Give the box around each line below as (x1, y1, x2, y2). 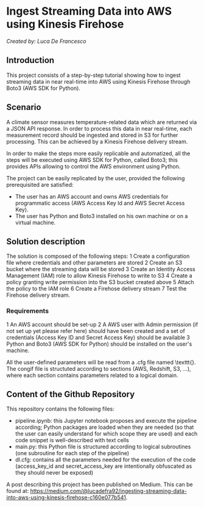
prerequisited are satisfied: (6, 181, 74, 188)
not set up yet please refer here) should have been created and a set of (6, 327, 186, 334)
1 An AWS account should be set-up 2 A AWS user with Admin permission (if (6, 321, 199, 328)
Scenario (6, 102, 41, 112)
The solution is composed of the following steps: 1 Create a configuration (6, 252, 190, 260)
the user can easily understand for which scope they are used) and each (15, 430, 198, 437)
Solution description (6, 236, 85, 247)
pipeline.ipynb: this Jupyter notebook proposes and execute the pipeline (15, 417, 197, 425)
